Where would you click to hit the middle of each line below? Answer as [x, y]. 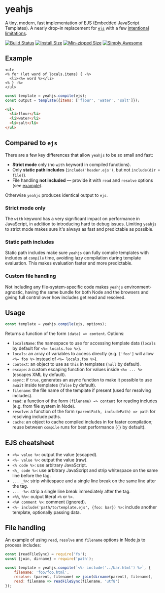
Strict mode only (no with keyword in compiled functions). [72, 165]
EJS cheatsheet [30, 443]
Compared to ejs [31, 143]
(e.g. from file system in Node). [44, 406]
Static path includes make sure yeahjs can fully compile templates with [77, 253]
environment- [138, 287]
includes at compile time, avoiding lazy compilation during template [73, 258]
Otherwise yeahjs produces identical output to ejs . [57, 195]
